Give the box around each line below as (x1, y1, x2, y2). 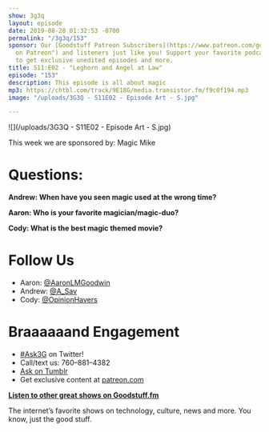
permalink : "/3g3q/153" (8, 34, 88, 42)
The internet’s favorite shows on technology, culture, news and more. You (8, 406, 251, 416)
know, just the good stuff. (8, 414, 92, 424)
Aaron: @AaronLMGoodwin (19, 278, 110, 288)
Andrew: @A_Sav (19, 286, 78, 296)
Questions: (8, 166, 84, 184)
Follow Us (8, 251, 74, 270)
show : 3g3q (8, 11, 45, 20)
